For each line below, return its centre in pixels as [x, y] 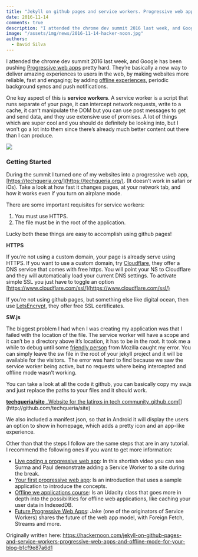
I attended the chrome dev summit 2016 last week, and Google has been [94, 61]
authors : [17, 39]
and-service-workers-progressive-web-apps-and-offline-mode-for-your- [96, 542]
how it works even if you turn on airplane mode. [64, 194]
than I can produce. [30, 135]
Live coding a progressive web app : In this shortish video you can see [99, 461]
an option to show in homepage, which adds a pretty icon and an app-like [95, 426]
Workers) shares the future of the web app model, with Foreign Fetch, [99, 517]
